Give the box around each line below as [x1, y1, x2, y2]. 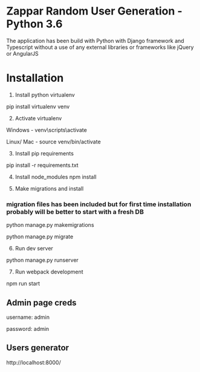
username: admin [6, 313, 50, 321]
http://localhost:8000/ [6, 359, 62, 366]
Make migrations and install [15, 184, 84, 192]
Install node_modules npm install [15, 173, 97, 180]
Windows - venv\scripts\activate [6, 126, 88, 134]
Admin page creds [6, 298, 77, 308]
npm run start [6, 280, 40, 287]
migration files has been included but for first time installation [6, 200, 192, 208]
